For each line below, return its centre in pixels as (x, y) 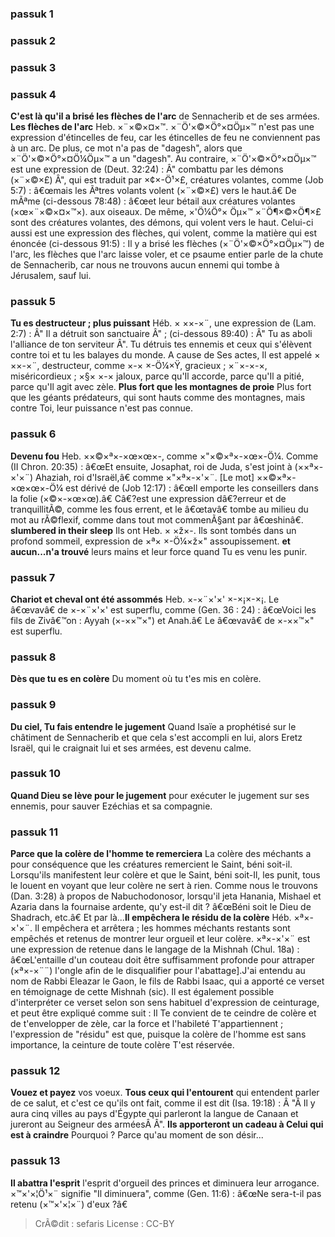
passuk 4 (33, 94)
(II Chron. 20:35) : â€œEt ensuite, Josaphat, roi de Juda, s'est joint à (151, 466)
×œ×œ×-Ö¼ (37, 488)
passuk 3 (33, 67)
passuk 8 (33, 657)
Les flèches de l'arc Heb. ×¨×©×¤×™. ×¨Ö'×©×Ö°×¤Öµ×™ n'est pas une (162, 127)
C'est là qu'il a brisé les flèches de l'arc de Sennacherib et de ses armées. (165, 116)
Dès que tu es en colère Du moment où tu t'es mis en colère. (136, 679)
